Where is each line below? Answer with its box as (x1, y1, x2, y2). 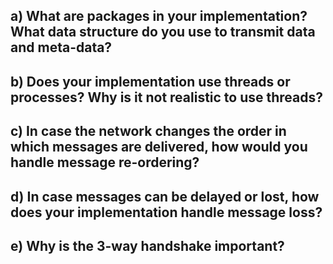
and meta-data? (10, 39, 113, 56)
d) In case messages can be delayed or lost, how (10, 188, 320, 205)
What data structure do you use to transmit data (10, 24, 316, 41)
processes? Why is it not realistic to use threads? (10, 89, 324, 106)
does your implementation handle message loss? (10, 204, 323, 221)
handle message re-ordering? (10, 154, 200, 171)
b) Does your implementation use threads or (10, 73, 291, 90)
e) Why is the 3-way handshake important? (10, 237, 285, 254)
